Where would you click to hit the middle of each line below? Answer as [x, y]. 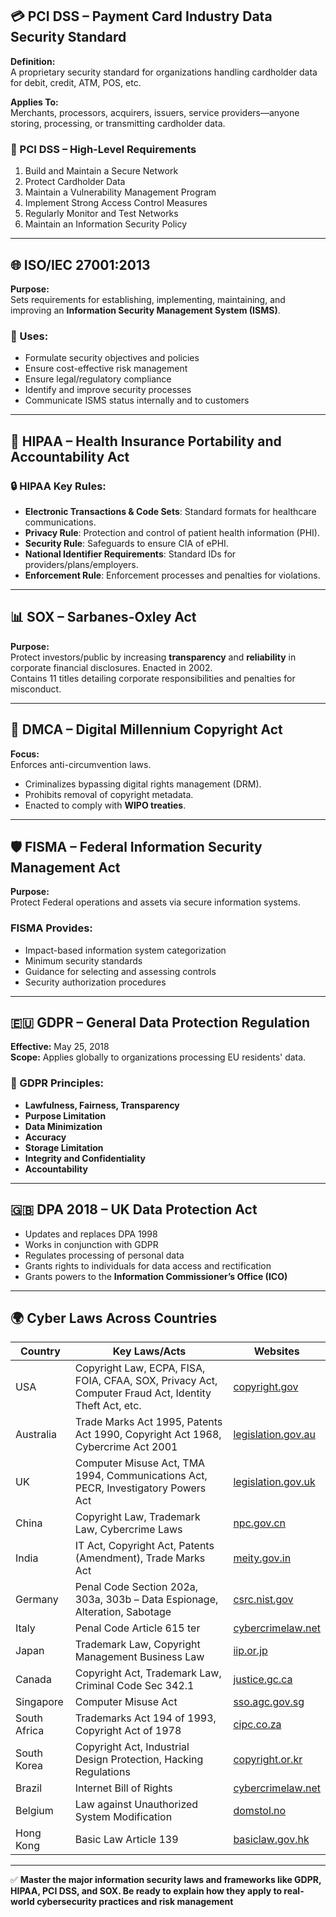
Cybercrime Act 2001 [126, 1447]
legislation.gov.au [274, 1435]
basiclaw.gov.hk [271, 1840]
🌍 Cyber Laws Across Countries [114, 1318]
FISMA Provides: [51, 928]
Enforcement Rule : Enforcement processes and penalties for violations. [172, 575]
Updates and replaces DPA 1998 [91, 1234]
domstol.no [260, 1811]
